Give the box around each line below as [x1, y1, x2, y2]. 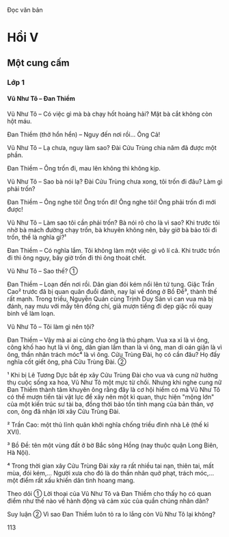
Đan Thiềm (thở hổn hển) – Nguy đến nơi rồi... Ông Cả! [7, 130, 161, 138]
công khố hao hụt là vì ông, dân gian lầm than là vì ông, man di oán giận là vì [7, 342, 222, 351]
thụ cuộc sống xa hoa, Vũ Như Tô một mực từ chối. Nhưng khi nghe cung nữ [7, 378, 222, 386]
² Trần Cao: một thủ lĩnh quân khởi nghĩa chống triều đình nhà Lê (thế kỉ [7, 421, 209, 429]
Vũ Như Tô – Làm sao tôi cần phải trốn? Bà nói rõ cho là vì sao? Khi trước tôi [7, 218, 220, 227]
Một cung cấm [7, 57, 70, 68]
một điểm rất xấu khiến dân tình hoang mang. [7, 476, 135, 484]
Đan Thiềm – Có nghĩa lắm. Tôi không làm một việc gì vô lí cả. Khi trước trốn [7, 246, 220, 254]
